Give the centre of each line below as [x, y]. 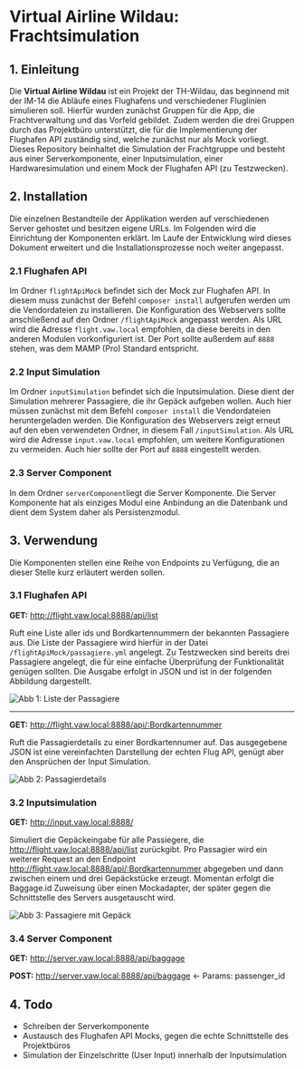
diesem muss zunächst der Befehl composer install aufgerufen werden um [150, 300]
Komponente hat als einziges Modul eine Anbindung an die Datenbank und [148, 502]
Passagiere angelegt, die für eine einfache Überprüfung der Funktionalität [147, 661]
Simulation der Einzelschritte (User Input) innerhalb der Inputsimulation [155, 1055]
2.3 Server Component [61, 473]
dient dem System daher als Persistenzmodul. [95, 512]
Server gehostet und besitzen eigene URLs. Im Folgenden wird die [133, 228]
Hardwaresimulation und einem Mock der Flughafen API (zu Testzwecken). [149, 168]
